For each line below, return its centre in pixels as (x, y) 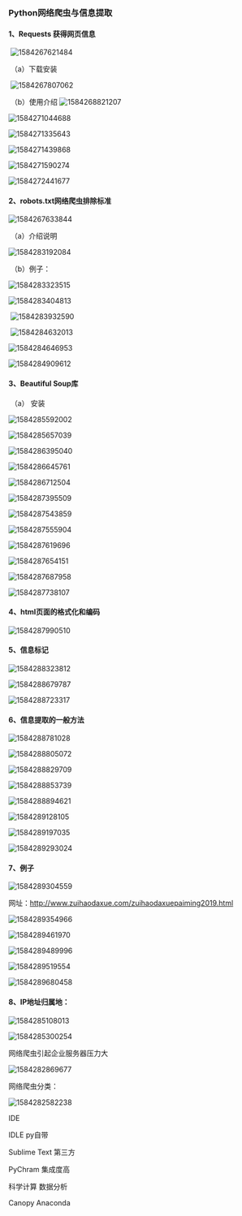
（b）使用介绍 (34, 102)
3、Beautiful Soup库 (43, 383)
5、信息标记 (28, 650)
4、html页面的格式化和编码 (54, 612)
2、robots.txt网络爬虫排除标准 (60, 201)
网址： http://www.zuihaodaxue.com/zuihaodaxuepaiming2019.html (121, 903)
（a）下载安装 (34, 69)
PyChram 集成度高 (39, 1169)
